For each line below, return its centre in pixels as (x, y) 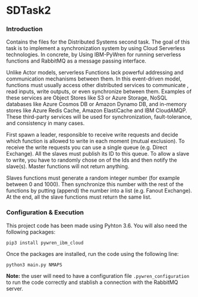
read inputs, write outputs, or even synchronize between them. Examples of (99, 92)
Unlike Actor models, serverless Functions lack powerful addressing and (95, 73)
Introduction (24, 29)
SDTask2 (29, 10)
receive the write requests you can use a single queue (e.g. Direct (87, 147)
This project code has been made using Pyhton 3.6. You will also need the (97, 225)
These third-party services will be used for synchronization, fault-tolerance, (99, 117)
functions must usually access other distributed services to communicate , (98, 85)
